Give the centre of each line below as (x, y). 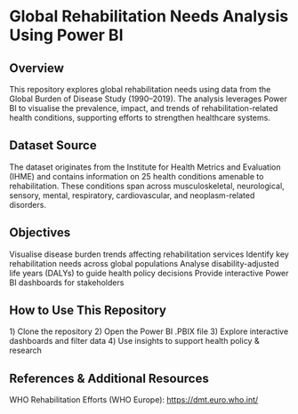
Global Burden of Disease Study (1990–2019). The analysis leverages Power (148, 99)
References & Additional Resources (109, 378)
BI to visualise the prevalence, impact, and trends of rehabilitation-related (144, 108)
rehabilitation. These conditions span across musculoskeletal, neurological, (147, 186)
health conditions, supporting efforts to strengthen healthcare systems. (140, 118)
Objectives (40, 233)
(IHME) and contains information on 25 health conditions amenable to (137, 176)
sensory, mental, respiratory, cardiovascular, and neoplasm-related (132, 195)
